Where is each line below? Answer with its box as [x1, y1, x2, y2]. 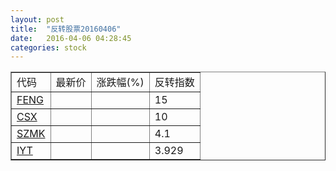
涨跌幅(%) [96, 76, 145, 90]
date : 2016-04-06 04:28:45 [10, 33, 132, 43]
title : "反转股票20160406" [10, 24, 122, 34]
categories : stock [10, 42, 87, 53]
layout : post [10, 14, 65, 25]
